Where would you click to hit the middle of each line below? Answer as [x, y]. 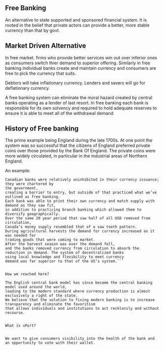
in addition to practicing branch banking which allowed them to [73, 210]
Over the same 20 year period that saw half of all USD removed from [78, 218]
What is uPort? [21, 326]
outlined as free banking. [33, 197]
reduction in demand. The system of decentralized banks [65, 253]
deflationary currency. [27, 88]
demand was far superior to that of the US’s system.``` [65, 261]
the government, [22, 188]
